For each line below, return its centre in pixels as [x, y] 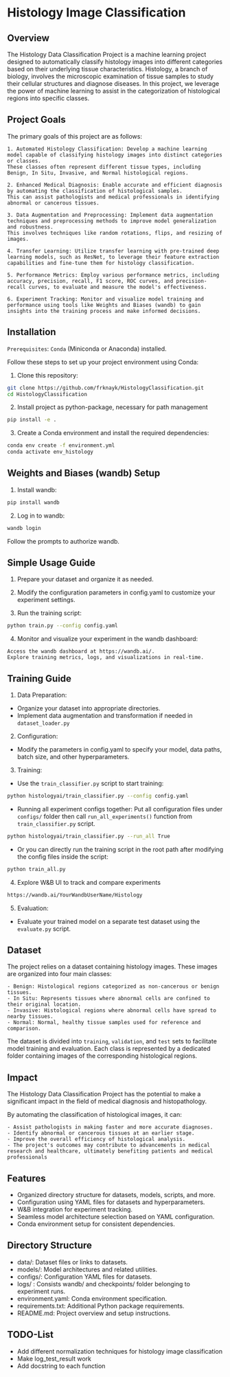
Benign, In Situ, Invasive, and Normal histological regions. [98, 173]
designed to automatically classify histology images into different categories [115, 62]
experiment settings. [46, 600]
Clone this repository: [47, 375]
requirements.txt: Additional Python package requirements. [101, 1306]
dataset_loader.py [43, 724]
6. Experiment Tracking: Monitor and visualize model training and [106, 299]
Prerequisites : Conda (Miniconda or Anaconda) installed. [87, 349]
